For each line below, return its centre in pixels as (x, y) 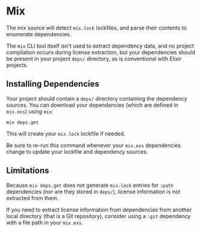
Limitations (28, 171)
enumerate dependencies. (39, 34)
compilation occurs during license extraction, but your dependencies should (101, 52)
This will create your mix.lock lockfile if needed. (66, 133)
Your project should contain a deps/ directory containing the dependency (97, 98)
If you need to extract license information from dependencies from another (99, 210)
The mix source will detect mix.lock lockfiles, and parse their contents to (97, 28)
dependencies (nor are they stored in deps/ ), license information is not (93, 192)
